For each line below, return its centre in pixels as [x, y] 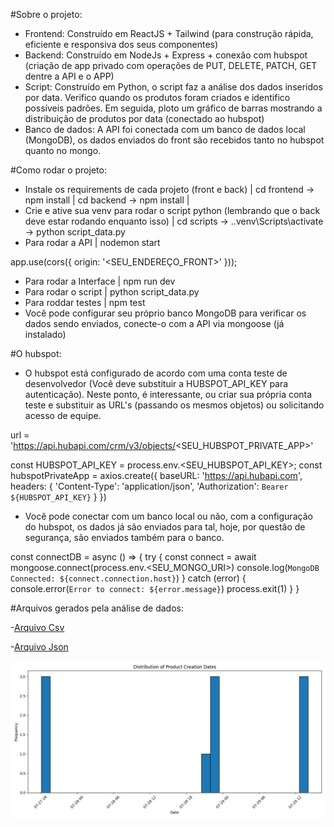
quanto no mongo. [63, 150]
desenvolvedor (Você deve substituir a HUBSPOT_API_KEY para [156, 383]
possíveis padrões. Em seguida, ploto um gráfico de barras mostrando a [173, 108]
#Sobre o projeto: [46, 14]
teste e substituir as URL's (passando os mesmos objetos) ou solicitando [174, 405]
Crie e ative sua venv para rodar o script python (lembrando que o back [172, 210]
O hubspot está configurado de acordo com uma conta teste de [156, 373]
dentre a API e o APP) [69, 76]
